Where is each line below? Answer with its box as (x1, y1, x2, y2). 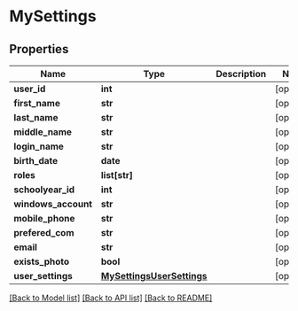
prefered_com (13, 227, 74, 238)
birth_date (13, 155, 59, 167)
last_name (13, 112, 59, 123)
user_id (13, 82, 46, 95)
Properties (9, 42, 69, 57)
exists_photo (13, 255, 70, 268)
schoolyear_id (13, 183, 75, 196)
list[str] (100, 169, 133, 181)
